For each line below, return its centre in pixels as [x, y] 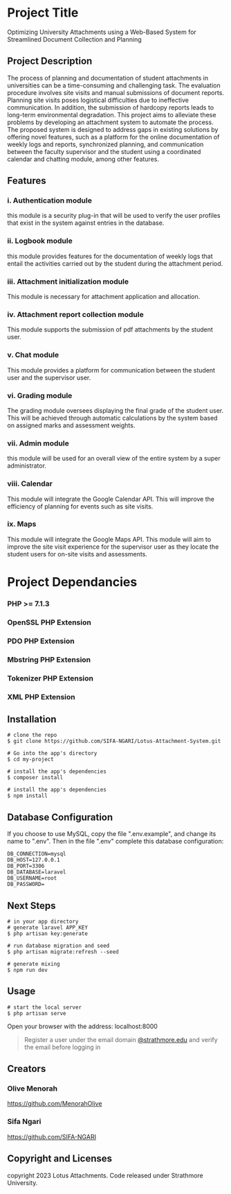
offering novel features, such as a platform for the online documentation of [113, 137]
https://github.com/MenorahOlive [55, 1104]
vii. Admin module [38, 443]
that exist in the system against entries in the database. [86, 223]
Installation [32, 719]
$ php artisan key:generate [48, 933]
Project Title [43, 13]
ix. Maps [22, 524]
